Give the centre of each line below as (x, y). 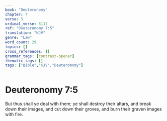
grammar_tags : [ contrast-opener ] (40, 56)
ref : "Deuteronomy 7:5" (30, 28)
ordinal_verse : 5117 (27, 24)
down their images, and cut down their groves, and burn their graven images (83, 109)
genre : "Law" (19, 38)
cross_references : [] (28, 51)
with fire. (14, 115)
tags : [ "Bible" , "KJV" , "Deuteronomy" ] (44, 65)
